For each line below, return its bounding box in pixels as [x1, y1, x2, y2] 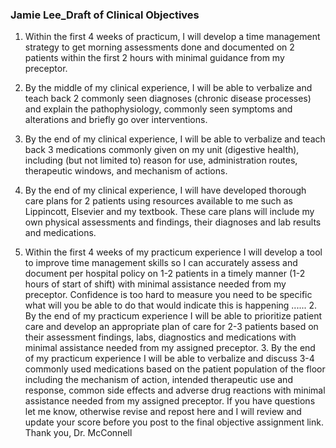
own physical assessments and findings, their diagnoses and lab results [24, 216, 322, 228]
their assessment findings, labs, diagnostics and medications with [24, 331, 297, 343]
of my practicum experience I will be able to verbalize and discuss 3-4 [24, 353, 315, 365]
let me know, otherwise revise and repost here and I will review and [24, 406, 302, 418]
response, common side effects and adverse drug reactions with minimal [24, 384, 326, 397]
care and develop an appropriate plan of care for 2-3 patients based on [24, 321, 319, 333]
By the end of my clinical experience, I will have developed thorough [24, 184, 307, 197]
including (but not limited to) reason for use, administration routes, [24, 154, 298, 167]
